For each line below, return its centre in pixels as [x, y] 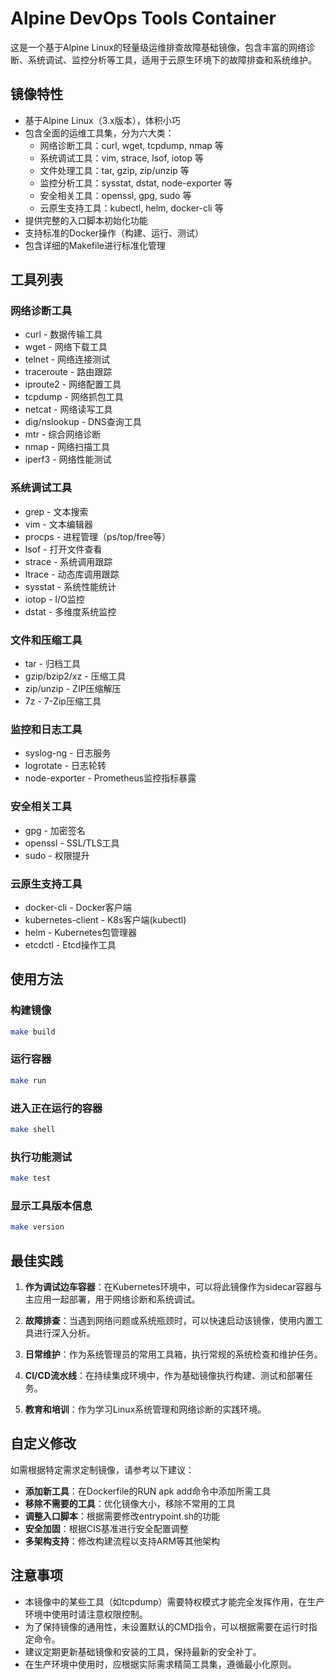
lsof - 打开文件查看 [63, 549]
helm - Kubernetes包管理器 [81, 932]
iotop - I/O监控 [54, 599]
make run [28, 1080]
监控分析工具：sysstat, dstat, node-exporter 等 [136, 183]
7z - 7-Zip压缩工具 [63, 701]
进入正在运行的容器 [56, 1108]
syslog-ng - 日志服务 [68, 753]
